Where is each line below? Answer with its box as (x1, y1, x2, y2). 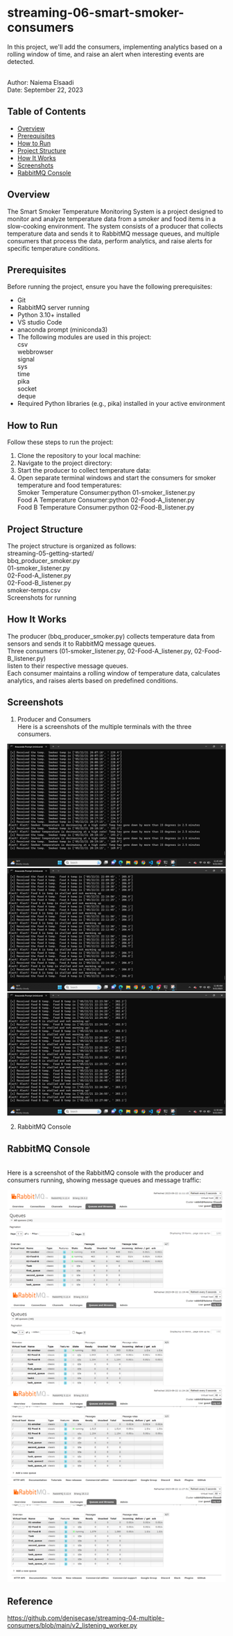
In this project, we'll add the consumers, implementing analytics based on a (7, 42, 223, 51)
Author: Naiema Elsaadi (7, 78, 74, 86)
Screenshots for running (7, 594, 77, 602)
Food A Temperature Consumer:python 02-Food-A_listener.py (17, 496, 195, 505)
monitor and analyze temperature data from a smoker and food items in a (7, 214, 216, 223)
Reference (7, 1595, 53, 1607)
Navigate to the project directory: (17, 459, 112, 467)
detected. (7, 57, 35, 65)
